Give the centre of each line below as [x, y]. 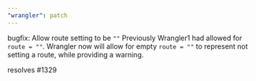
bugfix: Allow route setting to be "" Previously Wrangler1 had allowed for [125, 38]
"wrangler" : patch [37, 15]
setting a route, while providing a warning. [76, 54]
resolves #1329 [32, 70]
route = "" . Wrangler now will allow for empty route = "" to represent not [128, 46]
